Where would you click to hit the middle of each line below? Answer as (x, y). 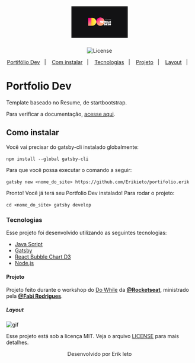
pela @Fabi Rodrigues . (34, 296)
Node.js (24, 263)
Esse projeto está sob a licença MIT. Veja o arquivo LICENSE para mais (93, 336)
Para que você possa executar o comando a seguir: (69, 170)
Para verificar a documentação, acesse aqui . (61, 114)
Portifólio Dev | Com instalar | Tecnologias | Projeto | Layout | (97, 62)
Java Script (28, 244)
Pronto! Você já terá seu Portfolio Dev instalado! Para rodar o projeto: (90, 193)
